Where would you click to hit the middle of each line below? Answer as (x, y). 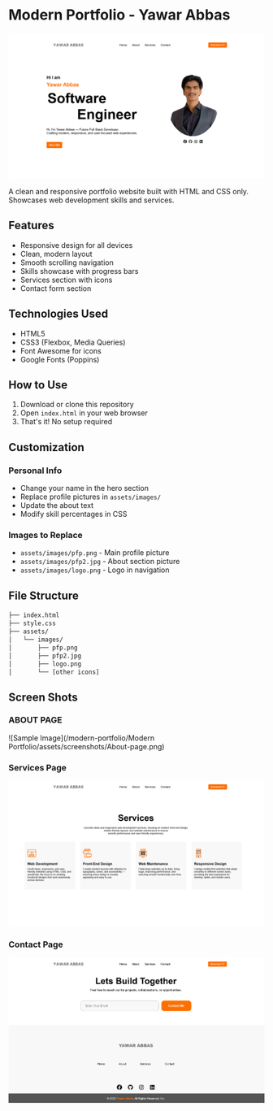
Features (31, 226)
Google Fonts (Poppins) (60, 359)
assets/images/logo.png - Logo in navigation (95, 570)
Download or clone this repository (77, 405)
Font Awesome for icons (61, 350)
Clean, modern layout (56, 254)
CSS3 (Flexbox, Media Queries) (73, 342)
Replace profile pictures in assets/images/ (90, 497)
